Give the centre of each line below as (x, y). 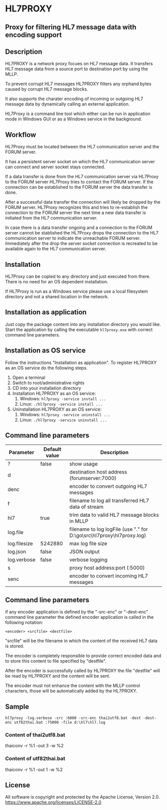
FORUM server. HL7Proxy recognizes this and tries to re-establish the (77, 208)
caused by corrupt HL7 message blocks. (47, 89)
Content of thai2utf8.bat (35, 735)
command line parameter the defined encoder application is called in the (80, 617)
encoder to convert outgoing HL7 (108, 486)
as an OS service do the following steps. (46, 368)
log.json (17, 552)
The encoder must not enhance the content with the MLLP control (73, 686)
